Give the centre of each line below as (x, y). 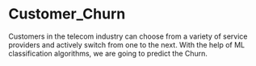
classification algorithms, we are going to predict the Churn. (108, 53)
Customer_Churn (67, 14)
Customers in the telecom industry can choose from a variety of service (128, 36)
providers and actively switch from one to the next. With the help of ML (126, 44)
